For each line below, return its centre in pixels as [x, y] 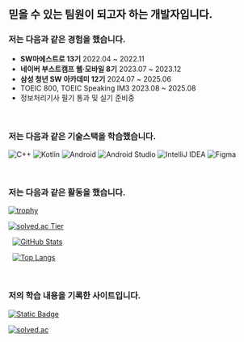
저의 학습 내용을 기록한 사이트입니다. [75, 296]
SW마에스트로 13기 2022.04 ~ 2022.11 [82, 58]
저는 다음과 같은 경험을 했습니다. [67, 40]
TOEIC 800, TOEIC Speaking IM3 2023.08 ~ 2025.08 [108, 88]
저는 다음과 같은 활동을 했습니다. [67, 192]
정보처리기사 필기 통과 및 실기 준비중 [77, 97]
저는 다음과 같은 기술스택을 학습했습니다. [82, 136]
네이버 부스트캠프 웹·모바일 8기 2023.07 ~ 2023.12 [101, 69]
